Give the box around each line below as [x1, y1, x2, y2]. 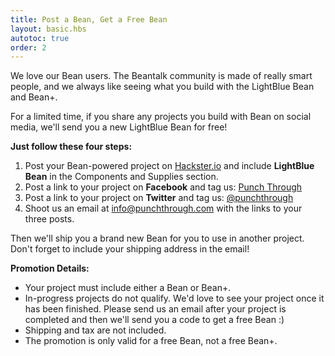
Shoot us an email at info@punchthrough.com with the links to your [24, 202, 303, 215]
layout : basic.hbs [10, 24, 87, 34]
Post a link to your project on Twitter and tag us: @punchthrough [24, 192, 294, 204]
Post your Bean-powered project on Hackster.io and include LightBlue [24, 160, 315, 172]
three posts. [24, 213, 75, 225]
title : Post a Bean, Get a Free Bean [10, 14, 168, 25]
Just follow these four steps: [10, 141, 133, 153]
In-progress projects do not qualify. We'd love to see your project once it [24, 292, 325, 305]
